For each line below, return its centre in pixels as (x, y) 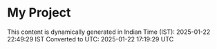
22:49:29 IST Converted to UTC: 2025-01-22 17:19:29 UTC (91, 39)
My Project (39, 13)
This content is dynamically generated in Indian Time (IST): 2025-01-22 (109, 32)
